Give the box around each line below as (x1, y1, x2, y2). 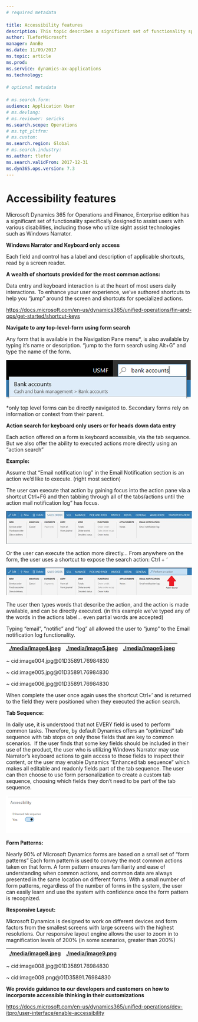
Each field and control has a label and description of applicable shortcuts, (6, 253, 185, 260)
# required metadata (6, 9, 57, 15)
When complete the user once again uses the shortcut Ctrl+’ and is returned (6, 692, 192, 699)
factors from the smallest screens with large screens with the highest (6, 924, 174, 931)
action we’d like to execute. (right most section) (6, 475, 121, 482)
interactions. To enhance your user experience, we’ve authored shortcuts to (6, 289, 190, 296)
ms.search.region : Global (6, 141, 70, 147)
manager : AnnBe (6, 41, 44, 47)
